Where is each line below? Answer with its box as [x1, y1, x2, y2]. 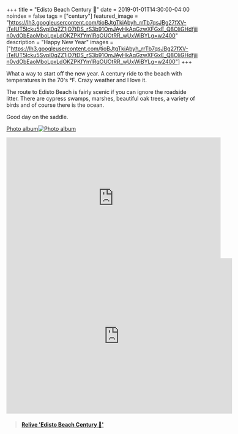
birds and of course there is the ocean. [6, 101, 105, 109]
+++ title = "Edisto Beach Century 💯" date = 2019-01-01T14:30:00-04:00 [6, 6, 190, 13]
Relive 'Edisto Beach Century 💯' [21, 420, 104, 428]
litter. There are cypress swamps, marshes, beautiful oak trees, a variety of [6, 95, 196, 102]
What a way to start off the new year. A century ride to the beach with [6, 70, 182, 77]
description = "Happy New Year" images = [6, 39, 114, 45]
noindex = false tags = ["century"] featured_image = [6, 12, 139, 20]
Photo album [6, 125, 39, 132]
